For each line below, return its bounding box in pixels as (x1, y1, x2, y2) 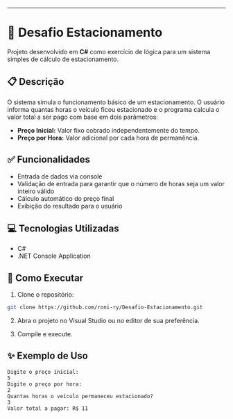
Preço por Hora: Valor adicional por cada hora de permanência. (17, 133, 200, 142)
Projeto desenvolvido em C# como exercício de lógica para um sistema (7, 47, 211, 56)
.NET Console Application (17, 252, 92, 261)
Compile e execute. (17, 330, 73, 338)
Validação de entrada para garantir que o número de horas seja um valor (17, 179, 225, 188)
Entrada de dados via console (17, 172, 103, 181)
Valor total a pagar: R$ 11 (7, 404, 89, 412)
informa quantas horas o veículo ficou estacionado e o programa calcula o (7, 105, 220, 113)
